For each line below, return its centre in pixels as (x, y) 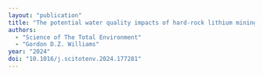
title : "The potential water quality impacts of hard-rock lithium (121, 23)
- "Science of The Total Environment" (79, 37)
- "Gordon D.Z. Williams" (58, 45)
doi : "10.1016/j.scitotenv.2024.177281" (75, 59)
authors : (22, 30)
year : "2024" (29, 52)
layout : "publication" (45, 15)
